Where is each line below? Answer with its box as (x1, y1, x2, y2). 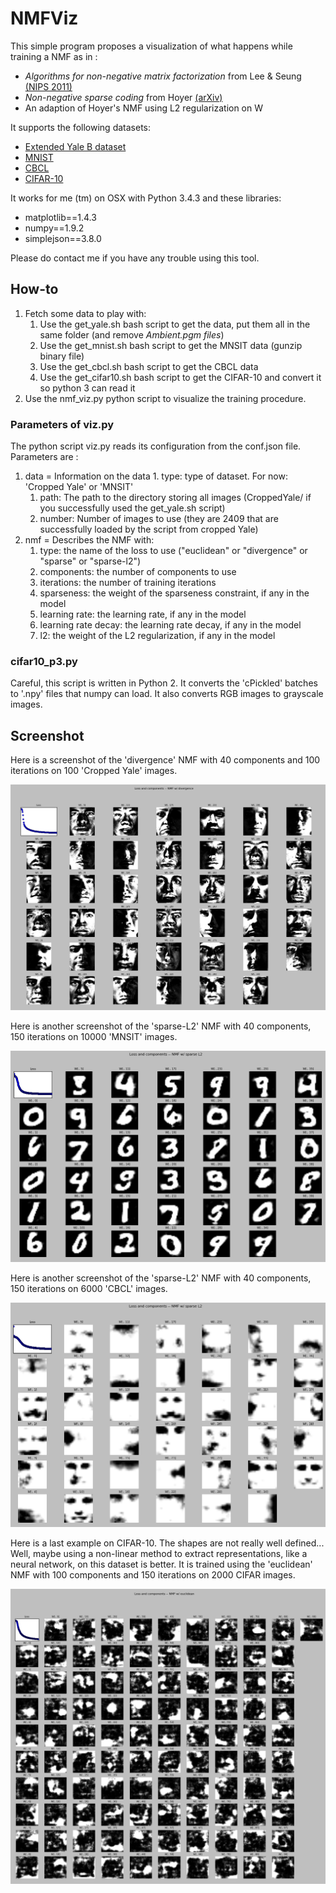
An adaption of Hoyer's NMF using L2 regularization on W (24, 102, 264, 114)
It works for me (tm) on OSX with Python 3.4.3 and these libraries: (10, 192, 282, 204)
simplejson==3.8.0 (24, 232, 102, 244)
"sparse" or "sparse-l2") (39, 555, 142, 567)
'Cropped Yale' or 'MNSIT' (24, 481, 134, 493)
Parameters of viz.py (10, 417, 115, 431)
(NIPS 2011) (24, 80, 73, 92)
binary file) (39, 350, 85, 362)
